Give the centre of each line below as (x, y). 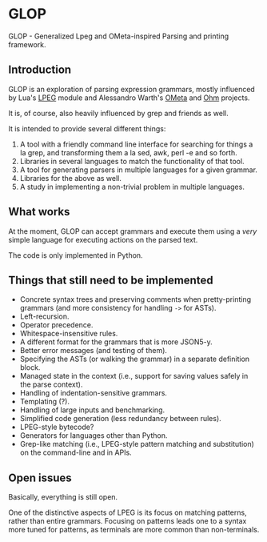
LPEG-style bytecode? (57, 427)
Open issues (40, 478)
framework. (27, 44)
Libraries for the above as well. (71, 178)
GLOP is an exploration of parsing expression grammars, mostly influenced (132, 89)
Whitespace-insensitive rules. (69, 334)
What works (39, 212)
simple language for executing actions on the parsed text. (103, 239)
